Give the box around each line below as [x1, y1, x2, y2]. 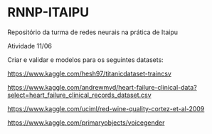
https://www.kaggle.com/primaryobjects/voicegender [7, 118, 165, 127]
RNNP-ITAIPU [7, 4, 90, 21]
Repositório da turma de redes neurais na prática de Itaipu [7, 28, 179, 36]
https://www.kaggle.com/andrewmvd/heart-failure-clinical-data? [7, 83, 197, 91]
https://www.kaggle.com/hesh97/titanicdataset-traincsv [7, 69, 172, 78]
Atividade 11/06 [7, 41, 52, 50]
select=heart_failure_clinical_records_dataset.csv [7, 91, 152, 99]
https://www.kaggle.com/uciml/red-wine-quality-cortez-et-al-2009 [7, 104, 205, 113]
